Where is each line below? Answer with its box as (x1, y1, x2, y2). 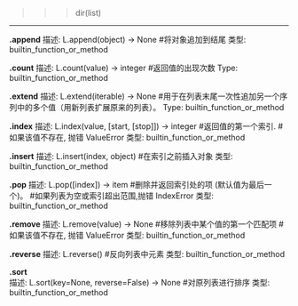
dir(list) (74, 8, 102, 18)
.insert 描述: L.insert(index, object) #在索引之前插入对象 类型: (9, 151, 233, 161)
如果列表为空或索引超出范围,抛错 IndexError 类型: (34, 190, 215, 201)
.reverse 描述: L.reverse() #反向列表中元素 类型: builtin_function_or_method (9, 249, 286, 259)
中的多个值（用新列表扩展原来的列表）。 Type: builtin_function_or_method (16, 102, 285, 112)
